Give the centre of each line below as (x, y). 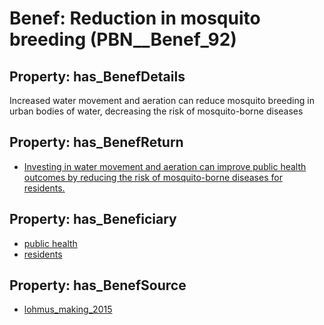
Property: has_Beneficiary (93, 219)
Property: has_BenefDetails (97, 76)
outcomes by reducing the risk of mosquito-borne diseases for (153, 177)
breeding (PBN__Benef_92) (123, 39)
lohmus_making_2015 (68, 309)
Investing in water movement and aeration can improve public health (165, 166)
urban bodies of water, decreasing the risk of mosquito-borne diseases (156, 111)
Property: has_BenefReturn (96, 142)
